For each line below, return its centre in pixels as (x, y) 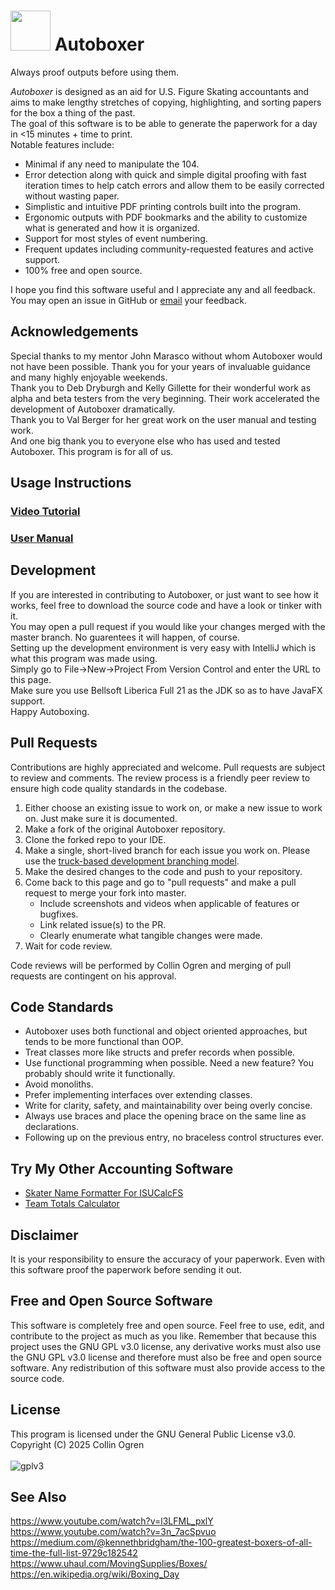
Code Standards (62, 1007)
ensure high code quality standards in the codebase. (119, 788)
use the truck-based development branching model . (132, 861)
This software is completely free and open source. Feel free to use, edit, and (167, 1325)
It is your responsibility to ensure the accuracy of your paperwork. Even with (167, 1259)
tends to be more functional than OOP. (104, 1042)
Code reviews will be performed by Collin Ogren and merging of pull (151, 965)
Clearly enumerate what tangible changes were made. (151, 935)
